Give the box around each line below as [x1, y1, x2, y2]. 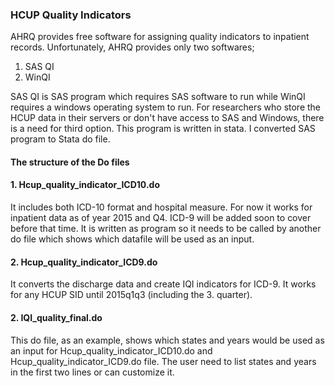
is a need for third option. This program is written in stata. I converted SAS [10, 123, 316, 135]
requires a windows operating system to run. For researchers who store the [10, 101, 322, 113]
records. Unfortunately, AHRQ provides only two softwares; [10, 41, 255, 53]
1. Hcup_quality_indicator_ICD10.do [10, 179, 160, 191]
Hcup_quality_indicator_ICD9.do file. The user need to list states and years [10, 355, 317, 367]
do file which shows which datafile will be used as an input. [10, 233, 255, 245]
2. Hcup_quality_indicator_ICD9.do [10, 256, 158, 268]
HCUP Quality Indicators [10, 8, 132, 22]
